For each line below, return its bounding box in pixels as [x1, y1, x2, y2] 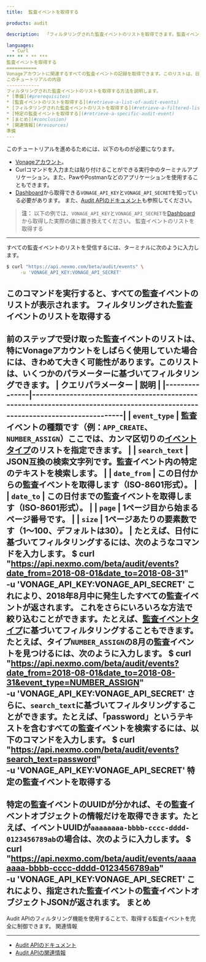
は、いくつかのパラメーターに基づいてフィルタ [6, 368, 183, 379]
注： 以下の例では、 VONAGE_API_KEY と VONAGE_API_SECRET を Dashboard [21, 210, 195, 217]
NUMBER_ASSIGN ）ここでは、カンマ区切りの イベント [6, 433, 197, 444]
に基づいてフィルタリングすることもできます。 [22, 625, 199, 636]
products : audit [6, 20, 48, 26]
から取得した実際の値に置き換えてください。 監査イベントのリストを [21, 217, 195, 225]
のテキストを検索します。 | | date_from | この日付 [6, 468, 190, 479]
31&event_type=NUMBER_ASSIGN [6, 677, 140, 688]
